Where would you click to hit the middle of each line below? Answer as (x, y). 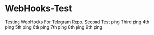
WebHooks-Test (38, 9)
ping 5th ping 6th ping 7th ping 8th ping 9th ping (54, 27)
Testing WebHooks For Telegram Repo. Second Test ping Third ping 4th (77, 22)
